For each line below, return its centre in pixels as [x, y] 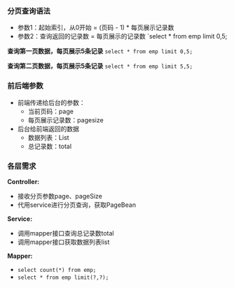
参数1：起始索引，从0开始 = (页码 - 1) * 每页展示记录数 [96, 28]
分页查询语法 [29, 10]
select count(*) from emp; [57, 270]
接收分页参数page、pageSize [60, 196]
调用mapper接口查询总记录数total [66, 233]
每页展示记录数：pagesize [66, 120]
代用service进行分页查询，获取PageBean [77, 205]
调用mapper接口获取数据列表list [63, 242]
